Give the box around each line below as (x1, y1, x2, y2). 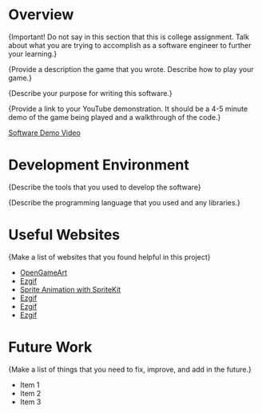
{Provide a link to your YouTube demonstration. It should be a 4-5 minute (8, 104, 248, 113)
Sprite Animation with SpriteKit (19, 284, 121, 294)
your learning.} (8, 49, 58, 58)
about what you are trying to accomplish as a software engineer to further (8, 40, 252, 50)
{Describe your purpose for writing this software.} (8, 88, 173, 97)
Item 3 (19, 397, 42, 407)
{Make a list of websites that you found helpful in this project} (8, 252, 211, 261)
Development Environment (8, 156, 189, 174)
